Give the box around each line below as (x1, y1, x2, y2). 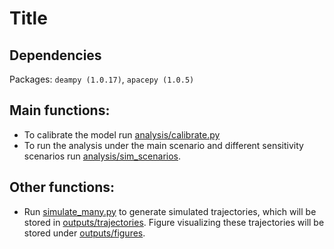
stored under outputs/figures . (23, 227, 146, 239)
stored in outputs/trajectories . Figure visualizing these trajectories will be (23, 216, 325, 228)
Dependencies (9, 47, 102, 64)
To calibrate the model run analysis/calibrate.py (23, 128, 221, 141)
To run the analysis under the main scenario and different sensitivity (23, 139, 304, 151)
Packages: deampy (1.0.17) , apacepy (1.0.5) (9, 73, 195, 85)
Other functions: (9, 179, 115, 196)
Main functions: (9, 102, 111, 119)
